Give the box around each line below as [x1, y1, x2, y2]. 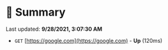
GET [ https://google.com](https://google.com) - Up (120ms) [14, 37, 163, 44]
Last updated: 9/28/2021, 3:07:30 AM [5, 25, 103, 33]
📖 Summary [5, 5, 66, 19]
